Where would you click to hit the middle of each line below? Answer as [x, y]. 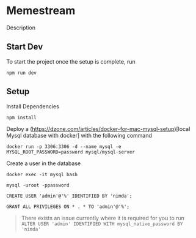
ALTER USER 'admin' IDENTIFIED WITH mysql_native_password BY [102, 224]
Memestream [41, 11]
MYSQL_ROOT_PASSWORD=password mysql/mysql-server [71, 152]
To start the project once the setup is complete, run [71, 61]
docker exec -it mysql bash [42, 174]
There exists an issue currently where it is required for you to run [103, 218]
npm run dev [21, 73]
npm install [21, 117]
